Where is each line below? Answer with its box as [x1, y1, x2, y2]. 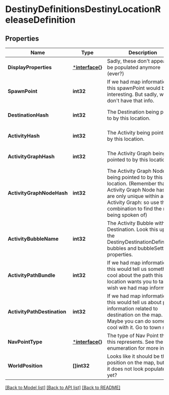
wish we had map [107, 284, 148, 291]
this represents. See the [107, 338, 163, 345]
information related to [107, 305, 158, 312]
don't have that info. [107, 97, 154, 104]
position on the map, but [107, 359, 164, 366]
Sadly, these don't [107, 58, 150, 64]
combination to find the [107, 205, 162, 212]
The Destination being [107, 109, 159, 115]
